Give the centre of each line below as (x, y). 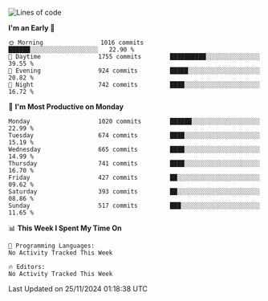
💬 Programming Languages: (51, 246)
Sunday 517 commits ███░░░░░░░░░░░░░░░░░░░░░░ (134, 205)
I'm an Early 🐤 (32, 28)
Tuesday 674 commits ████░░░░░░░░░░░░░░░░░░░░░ (134, 136)
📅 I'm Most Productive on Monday (66, 107)
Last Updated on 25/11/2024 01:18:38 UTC (78, 289)
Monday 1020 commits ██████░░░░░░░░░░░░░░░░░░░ (134, 121)
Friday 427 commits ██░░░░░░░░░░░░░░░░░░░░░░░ (134, 177)
